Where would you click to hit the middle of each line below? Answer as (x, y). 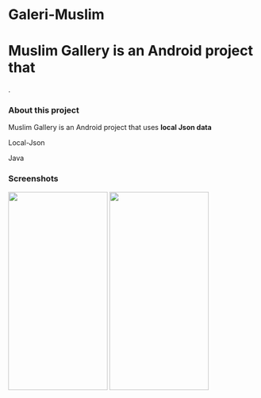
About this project (44, 110)
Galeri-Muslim (56, 15)
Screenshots (33, 178)
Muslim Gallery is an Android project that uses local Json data (110, 128)
